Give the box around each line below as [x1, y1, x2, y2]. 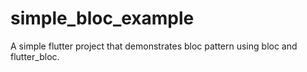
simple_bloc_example [10, 7, 195, 30]
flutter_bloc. [10, 50, 60, 62]
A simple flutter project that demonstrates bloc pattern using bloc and [10, 40, 298, 52]
